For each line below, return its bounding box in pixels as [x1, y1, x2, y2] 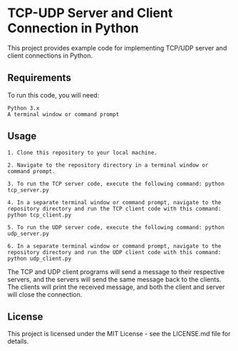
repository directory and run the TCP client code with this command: [7, 205, 222, 212]
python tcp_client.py [7, 211, 72, 219]
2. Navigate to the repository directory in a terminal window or [7, 162, 209, 169]
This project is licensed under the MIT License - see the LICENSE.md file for [7, 330, 231, 338]
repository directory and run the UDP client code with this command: [7, 248, 222, 256]
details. [7, 337, 29, 346]
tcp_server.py [7, 187, 50, 194]
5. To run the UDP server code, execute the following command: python [7, 224, 224, 231]
